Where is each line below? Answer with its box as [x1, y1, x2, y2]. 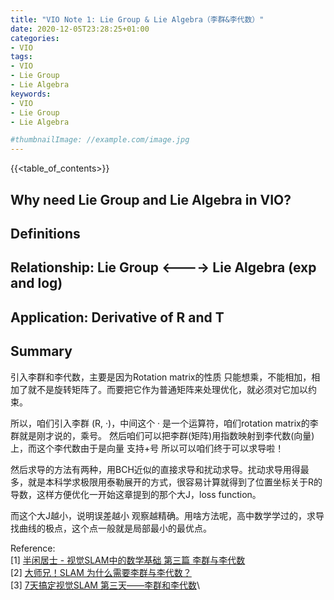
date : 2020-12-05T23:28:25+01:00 [10, 24, 150, 34]
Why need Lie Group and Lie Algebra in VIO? [10, 191, 292, 208]
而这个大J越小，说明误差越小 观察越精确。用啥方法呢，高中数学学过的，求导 [10, 509, 325, 521]
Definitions [10, 225, 81, 242]
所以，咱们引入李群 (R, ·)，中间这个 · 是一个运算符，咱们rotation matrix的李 [10, 417, 319, 429]
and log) [10, 275, 63, 292]
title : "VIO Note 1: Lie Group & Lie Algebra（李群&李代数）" [10, 14, 265, 25]
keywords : [10, 89, 52, 99]
